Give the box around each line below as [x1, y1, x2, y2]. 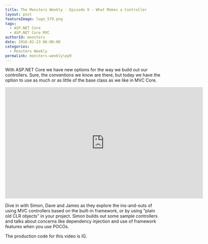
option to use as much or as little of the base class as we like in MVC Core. [5, 77, 157, 83]
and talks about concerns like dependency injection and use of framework [5, 218, 157, 224]
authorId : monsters [5, 35, 45, 40]
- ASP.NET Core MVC [9, 30, 50, 35]
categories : [5, 44, 30, 49]
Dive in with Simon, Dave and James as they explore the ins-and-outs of [5, 202, 152, 208]
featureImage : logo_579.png [5, 16, 63, 21]
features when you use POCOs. [5, 224, 69, 230]
